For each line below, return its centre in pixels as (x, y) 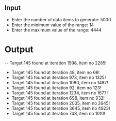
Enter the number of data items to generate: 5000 (61, 19)
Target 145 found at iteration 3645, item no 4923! (61, 108)
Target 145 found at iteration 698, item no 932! (58, 98)
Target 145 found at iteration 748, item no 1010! (58, 113)
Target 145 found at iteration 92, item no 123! (56, 88)
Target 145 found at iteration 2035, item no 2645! (61, 103)
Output (19, 49)
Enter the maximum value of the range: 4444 (57, 30)
